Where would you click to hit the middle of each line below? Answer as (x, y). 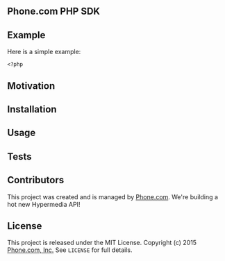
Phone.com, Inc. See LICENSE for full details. (70, 250)
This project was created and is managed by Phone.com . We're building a (113, 196)
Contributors (36, 180)
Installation (32, 109)
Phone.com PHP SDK (54, 11)
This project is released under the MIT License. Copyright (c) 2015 (102, 243)
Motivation (31, 86)
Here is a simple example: (44, 52)
